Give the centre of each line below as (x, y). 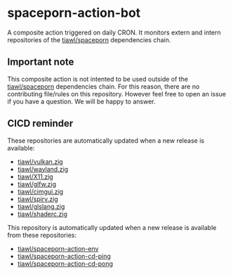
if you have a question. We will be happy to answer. (81, 101)
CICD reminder (40, 123)
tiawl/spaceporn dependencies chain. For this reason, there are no (104, 87)
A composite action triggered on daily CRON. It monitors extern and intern (114, 32)
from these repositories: (42, 235)
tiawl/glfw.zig (37, 184)
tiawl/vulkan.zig (40, 161)
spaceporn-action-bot (74, 13)
